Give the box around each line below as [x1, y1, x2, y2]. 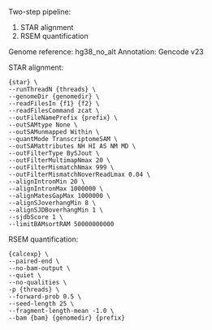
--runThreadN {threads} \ [8, 85, 96, 93]
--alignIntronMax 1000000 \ [8, 185, 104, 193]
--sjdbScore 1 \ [8, 213, 63, 221]
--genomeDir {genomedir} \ [8, 92, 100, 101]
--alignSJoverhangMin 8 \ [8, 199, 96, 207]
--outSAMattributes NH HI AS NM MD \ [8, 142, 136, 150]
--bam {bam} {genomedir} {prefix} [8, 314, 126, 322]
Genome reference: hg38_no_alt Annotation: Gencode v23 [8, 47, 205, 56]
